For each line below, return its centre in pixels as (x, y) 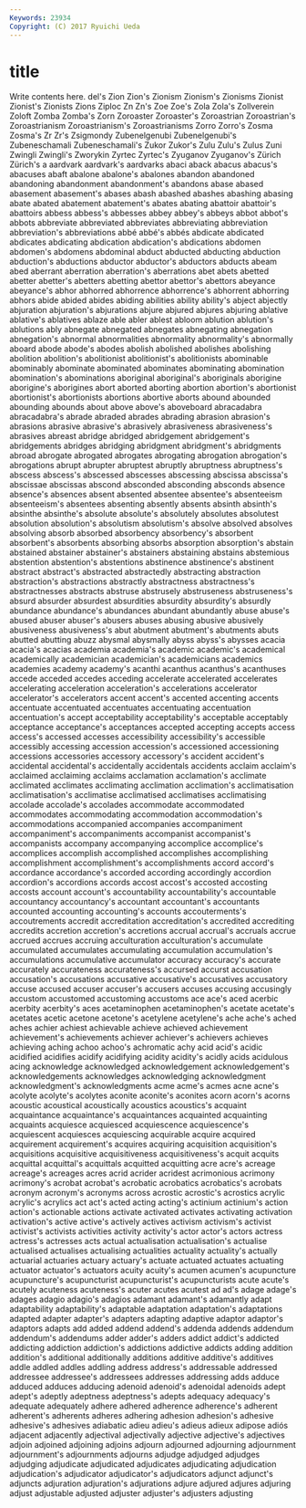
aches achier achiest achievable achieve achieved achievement (129, 1028)
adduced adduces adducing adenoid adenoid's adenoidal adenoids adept (148, 1387)
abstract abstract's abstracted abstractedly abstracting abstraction (135, 572)
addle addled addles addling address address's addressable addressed (143, 1367)
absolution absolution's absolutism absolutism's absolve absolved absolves (151, 524)
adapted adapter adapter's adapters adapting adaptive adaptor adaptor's (147, 1319)
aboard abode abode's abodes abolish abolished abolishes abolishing (140, 349)
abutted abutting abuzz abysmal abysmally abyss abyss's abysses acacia (148, 640)
